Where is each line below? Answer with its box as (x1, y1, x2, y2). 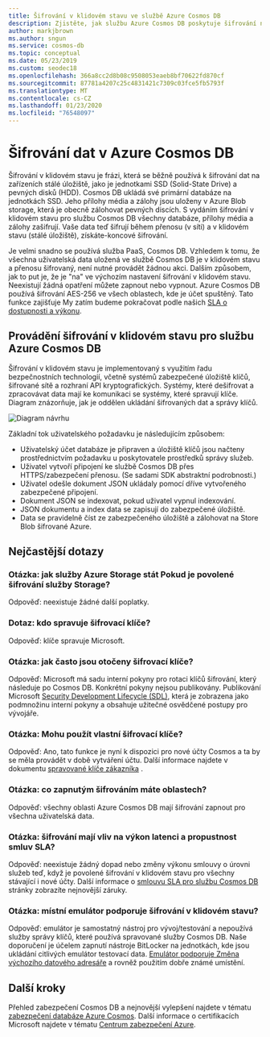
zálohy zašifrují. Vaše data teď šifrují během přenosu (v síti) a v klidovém (8, 222, 249, 231)
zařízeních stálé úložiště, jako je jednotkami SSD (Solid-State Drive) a (8, 179, 237, 189)
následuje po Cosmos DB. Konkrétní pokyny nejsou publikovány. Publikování (8, 682, 261, 693)
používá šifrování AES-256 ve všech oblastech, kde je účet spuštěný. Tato (8, 288, 254, 298)
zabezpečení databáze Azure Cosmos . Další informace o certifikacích (8, 1011, 239, 1021)
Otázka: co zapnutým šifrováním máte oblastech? (8, 784, 207, 795)
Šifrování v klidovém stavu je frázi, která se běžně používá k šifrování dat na (8, 170, 260, 180)
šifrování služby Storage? (8, 579, 111, 591)
